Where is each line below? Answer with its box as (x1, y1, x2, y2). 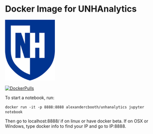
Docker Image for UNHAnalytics (5, 3, 137, 15)
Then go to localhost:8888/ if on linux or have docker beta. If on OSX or (5, 118, 149, 124)
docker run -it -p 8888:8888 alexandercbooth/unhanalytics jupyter (5, 104, 145, 110)
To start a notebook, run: (5, 95, 55, 100)
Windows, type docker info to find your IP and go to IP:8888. (5, 123, 126, 129)
